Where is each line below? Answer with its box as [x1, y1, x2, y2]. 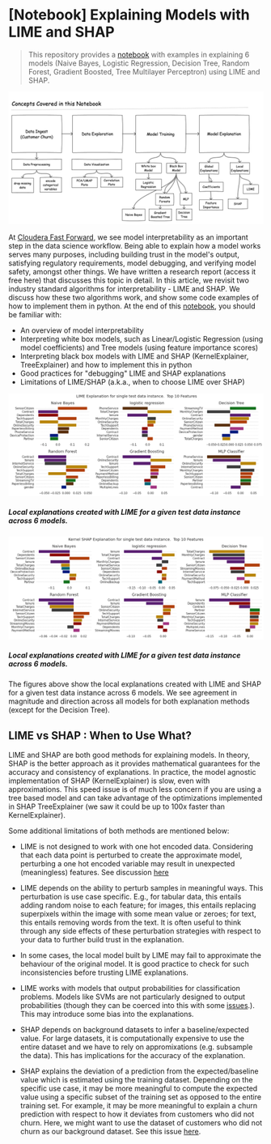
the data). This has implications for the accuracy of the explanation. [19, 1051, 245, 1061]
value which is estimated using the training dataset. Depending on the [19, 1075, 253, 1085]
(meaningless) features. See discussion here [19, 868, 169, 878]
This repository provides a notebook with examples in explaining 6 [28, 49, 250, 59]
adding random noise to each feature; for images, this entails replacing [19, 900, 256, 910]
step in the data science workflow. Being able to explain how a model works [8, 240, 261, 250]
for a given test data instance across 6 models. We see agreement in [8, 688, 237, 698]
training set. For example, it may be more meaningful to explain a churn [19, 1101, 258, 1111]
